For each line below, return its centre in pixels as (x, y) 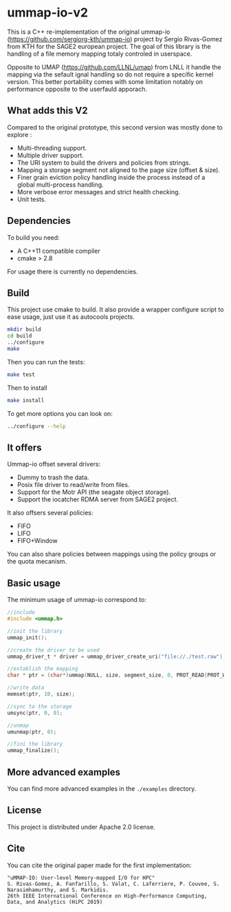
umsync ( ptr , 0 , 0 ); (35, 713)
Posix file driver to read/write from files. (73, 485)
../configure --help (37, 426)
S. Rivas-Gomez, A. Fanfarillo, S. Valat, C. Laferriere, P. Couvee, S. (113, 884)
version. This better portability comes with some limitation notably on (105, 81)
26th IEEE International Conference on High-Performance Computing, (107, 896)
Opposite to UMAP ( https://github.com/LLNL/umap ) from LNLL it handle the (114, 67)
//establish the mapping (43, 669)
